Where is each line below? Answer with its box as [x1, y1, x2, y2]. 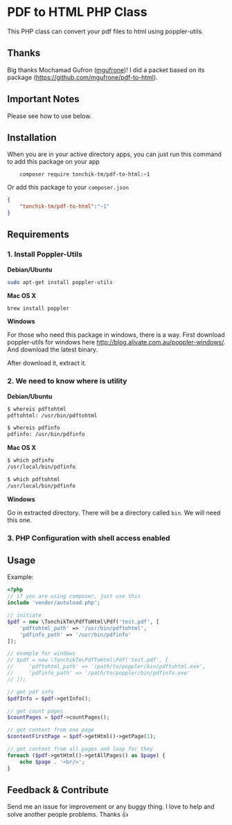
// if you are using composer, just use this [7, 593, 141, 600]
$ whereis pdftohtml [7, 406, 67, 412]
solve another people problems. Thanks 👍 [7, 810, 129, 819]
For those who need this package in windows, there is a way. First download [7, 331, 225, 339]
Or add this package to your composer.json [7, 183, 130, 192]
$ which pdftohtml [7, 476, 60, 483]
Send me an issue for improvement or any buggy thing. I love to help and [7, 803, 215, 811]
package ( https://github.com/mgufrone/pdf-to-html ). [7, 73, 158, 81]
